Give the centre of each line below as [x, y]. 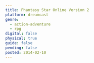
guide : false [19, 43]
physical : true [21, 39]
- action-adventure [30, 24]
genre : [12, 19]
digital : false [21, 34]
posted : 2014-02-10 [26, 52]
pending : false [21, 48]
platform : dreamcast [27, 15]
